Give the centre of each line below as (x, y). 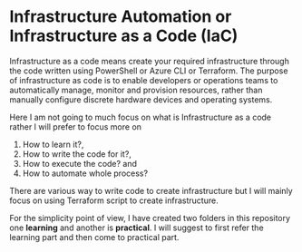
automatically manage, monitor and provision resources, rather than (136, 90)
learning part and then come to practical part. (94, 237)
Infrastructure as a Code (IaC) (124, 36)
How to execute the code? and (80, 163)
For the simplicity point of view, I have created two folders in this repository (150, 218)
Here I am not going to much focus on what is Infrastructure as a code (141, 117)
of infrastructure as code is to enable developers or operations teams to (144, 80)
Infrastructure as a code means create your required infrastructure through (150, 61)
